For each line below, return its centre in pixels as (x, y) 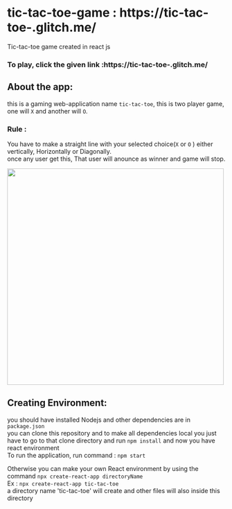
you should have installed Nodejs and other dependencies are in (99, 420)
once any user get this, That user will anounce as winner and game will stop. (116, 159)
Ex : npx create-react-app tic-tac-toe (63, 483)
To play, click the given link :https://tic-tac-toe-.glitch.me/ (108, 64)
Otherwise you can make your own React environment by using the (103, 468)
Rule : (17, 129)
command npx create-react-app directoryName (75, 476)
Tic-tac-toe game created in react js (59, 46)
